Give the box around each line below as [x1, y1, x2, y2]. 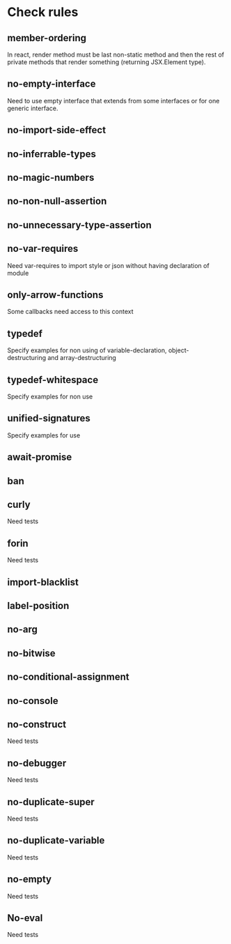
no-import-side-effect [7, 124, 106, 136]
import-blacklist [7, 576, 79, 588]
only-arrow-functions [7, 289, 104, 301]
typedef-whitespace [7, 374, 99, 386]
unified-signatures [7, 412, 90, 424]
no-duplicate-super [7, 796, 95, 808]
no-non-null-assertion [7, 195, 107, 207]
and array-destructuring [47, 354, 117, 362]
